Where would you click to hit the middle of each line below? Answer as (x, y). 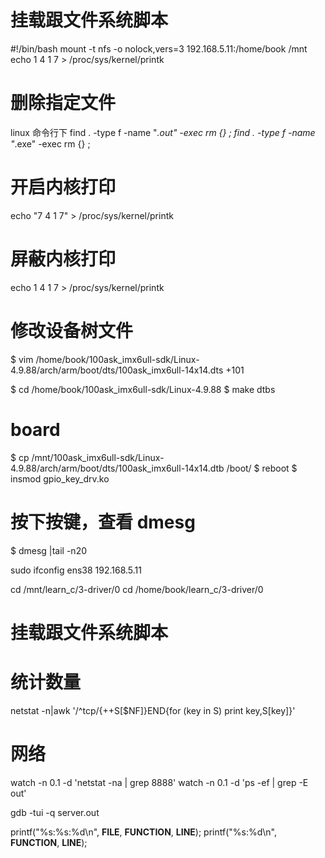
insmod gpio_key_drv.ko (60, 478)
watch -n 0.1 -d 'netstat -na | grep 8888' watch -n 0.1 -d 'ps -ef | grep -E (159, 782)
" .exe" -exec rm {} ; (50, 143)
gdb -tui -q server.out (55, 812)
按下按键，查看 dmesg (103, 522)
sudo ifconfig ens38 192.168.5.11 (76, 570)
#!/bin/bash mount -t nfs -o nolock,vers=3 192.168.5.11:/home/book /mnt (159, 48)
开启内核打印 (63, 187)
